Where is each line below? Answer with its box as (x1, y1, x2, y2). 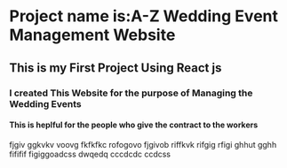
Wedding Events (9, 97, 82, 110)
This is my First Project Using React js (9, 60, 222, 75)
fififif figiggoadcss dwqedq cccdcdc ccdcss (9, 149, 171, 159)
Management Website (9, 25, 176, 45)
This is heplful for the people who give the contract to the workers (9, 119, 259, 130)
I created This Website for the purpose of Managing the (9, 87, 253, 99)
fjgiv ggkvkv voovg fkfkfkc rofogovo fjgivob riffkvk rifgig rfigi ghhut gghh (9, 139, 277, 149)
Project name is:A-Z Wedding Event (9, 6, 278, 27)
